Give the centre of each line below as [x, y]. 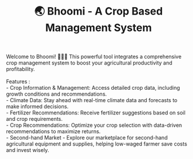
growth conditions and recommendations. [57, 94]
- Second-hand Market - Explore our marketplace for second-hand [87, 137]
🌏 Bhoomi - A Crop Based [99, 11]
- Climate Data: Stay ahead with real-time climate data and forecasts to [92, 100]
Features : [18, 81]
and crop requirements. [34, 119]
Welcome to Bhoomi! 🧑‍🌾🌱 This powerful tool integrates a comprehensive [94, 56]
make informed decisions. [37, 106]
